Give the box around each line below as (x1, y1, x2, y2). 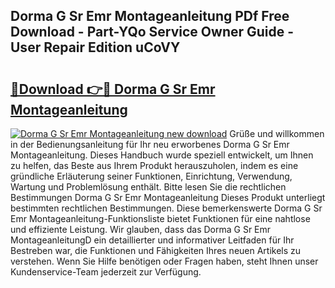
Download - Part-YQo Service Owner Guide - (10, 24, 295, 41)
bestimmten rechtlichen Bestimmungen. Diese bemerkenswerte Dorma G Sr (10, 202, 323, 214)
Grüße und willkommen (229, 128, 325, 139)
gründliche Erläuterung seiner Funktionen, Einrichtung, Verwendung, (10, 170, 293, 182)
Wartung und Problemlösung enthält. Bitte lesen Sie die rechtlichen (10, 181, 287, 193)
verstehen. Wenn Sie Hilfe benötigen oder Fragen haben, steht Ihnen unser (10, 255, 319, 267)
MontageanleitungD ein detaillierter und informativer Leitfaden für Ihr (10, 234, 295, 246)
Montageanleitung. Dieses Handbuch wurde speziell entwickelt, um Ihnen (10, 149, 314, 161)
